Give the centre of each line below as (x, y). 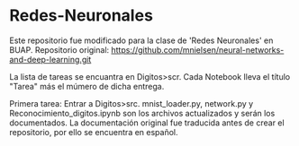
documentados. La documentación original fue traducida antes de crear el (147, 123)
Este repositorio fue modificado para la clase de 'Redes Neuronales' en (141, 40)
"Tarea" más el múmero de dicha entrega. (87, 86)
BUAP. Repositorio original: (59, 49)
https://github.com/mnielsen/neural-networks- (198, 49)
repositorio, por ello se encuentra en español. (94, 132)
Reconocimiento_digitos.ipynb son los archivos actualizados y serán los (142, 113)
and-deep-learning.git (50, 59)
